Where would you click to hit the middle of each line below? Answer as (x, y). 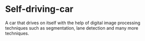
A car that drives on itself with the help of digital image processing (73, 23)
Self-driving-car (39, 9)
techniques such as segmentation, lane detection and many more (72, 28)
